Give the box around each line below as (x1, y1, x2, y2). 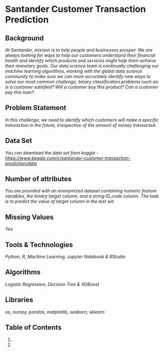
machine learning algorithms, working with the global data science (5, 68, 143, 74)
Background (5, 34, 44, 42)
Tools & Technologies (5, 240, 73, 249)
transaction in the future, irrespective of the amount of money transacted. (5, 122, 157, 128)
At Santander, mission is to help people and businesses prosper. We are (5, 47, 153, 53)
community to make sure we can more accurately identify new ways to (5, 74, 151, 79)
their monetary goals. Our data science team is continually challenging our (5, 63, 159, 69)
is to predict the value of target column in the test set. (5, 198, 115, 204)
